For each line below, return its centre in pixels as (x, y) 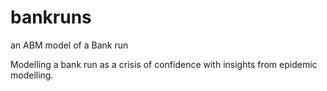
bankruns (51, 17)
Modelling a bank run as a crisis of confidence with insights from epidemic (164, 64)
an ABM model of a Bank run (69, 45)
